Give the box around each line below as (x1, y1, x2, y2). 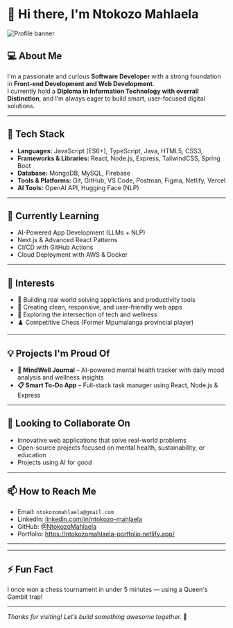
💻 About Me (7, 50, 62, 62)
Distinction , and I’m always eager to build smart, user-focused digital (7, 94, 206, 103)
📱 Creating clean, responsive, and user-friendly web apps (17, 303, 182, 312)
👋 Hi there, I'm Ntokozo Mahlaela (7, 6, 199, 22)
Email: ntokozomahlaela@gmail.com (17, 507, 114, 516)
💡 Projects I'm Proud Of (7, 347, 110, 359)
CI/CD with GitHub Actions (17, 243, 94, 252)
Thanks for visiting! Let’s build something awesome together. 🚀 (7, 613, 187, 621)
